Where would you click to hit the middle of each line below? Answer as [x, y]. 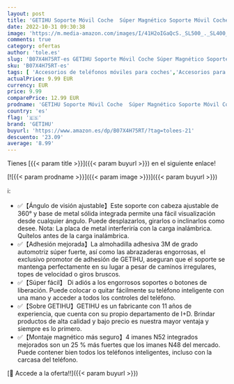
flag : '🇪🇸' [24, 117]
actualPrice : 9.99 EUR [40, 79]
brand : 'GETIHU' [31, 124]
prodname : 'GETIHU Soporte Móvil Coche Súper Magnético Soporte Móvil [113, 105]
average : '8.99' [31, 144]
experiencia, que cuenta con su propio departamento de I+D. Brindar [116, 314]
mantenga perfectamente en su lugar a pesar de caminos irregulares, [117, 267]
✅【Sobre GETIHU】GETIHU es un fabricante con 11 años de [104, 306]
